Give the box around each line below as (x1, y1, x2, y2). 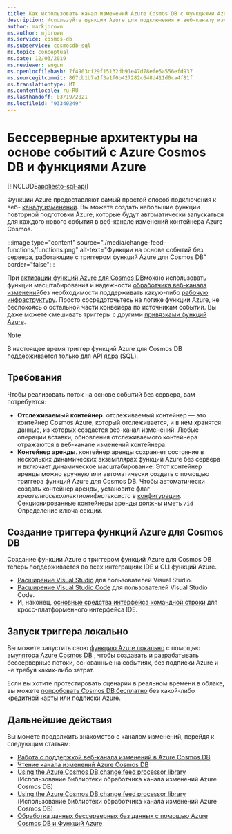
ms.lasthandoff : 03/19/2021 (7, 94, 88, 101)
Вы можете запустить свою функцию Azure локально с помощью (7, 644, 201, 652)
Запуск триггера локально (7, 625, 129, 637)
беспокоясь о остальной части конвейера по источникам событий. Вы (7, 303, 216, 311)
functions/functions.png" (7, 245, 79, 254)
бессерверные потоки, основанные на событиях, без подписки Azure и (7, 658, 219, 667)
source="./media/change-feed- (77, 238, 166, 246)
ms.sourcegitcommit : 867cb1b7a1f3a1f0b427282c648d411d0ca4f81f (7, 74, 193, 82)
